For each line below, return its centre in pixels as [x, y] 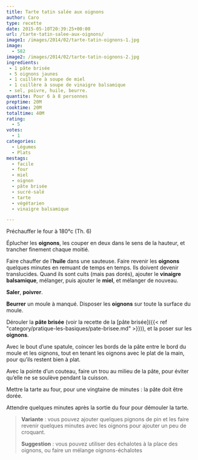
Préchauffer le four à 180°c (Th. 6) [49, 231]
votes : [15, 130]
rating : [16, 119]
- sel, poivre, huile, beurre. [48, 91]
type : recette [24, 23]
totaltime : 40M [25, 113]
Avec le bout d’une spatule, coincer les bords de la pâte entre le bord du [96, 347]
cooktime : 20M [24, 107]
